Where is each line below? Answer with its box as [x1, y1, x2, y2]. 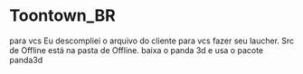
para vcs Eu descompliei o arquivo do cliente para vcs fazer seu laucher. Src [9, 35, 295, 46]
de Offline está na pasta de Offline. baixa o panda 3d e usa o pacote [9, 44, 264, 55]
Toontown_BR [9, 5, 116, 26]
